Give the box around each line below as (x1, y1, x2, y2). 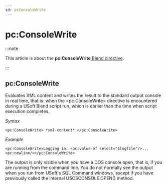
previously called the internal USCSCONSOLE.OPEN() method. (5, 175, 134, 181)
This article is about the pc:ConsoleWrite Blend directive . (5, 55, 124, 61)
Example (5, 136, 24, 142)
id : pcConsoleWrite (5, 7, 46, 12)
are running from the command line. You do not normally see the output (5, 164, 153, 170)
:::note (5, 45, 19, 51)
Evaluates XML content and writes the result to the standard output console (5, 92, 161, 98)
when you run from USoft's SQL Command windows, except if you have (5, 170, 154, 176)
